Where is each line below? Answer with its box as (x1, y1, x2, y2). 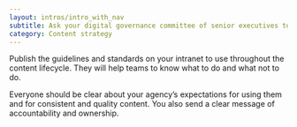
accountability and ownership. (9, 108, 119, 119)
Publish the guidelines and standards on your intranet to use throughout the (9, 54, 285, 64)
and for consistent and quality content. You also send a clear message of (9, 99, 276, 109)
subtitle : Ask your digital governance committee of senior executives (9, 21, 278, 30)
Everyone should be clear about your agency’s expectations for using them (9, 89, 283, 100)
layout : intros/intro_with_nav (9, 12, 125, 22)
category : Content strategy (9, 29, 113, 38)
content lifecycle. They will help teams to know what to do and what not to (9, 63, 280, 73)
